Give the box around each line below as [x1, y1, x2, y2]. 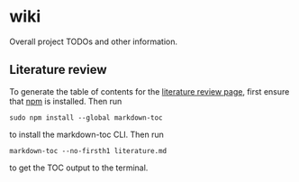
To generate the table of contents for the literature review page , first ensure [9, 86, 290, 96]
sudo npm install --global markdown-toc [9, 113, 164, 123]
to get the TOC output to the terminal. [9, 162, 149, 173]
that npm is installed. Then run [9, 96, 122, 106]
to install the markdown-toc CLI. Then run [9, 129, 165, 140]
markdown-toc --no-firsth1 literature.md [9, 146, 168, 155]
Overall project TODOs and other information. [9, 36, 178, 47]
